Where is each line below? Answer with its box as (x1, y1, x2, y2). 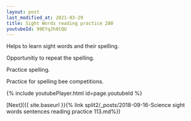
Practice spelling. (6, 66, 50, 74)
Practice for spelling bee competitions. (6, 78, 104, 85)
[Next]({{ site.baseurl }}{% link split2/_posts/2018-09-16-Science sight (6, 102, 185, 109)
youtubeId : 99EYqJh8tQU (6, 26, 67, 32)
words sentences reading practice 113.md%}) (6, 108, 121, 116)
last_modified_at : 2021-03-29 (6, 15, 84, 21)
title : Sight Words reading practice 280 (6, 20, 114, 26)
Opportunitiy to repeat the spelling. (6, 54, 95, 61)
